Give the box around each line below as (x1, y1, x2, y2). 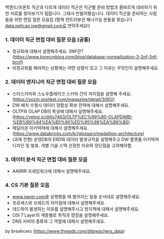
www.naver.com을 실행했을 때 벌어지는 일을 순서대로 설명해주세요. (12, 194, 141, 200)
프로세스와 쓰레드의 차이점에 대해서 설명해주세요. (12, 200, 106, 206)
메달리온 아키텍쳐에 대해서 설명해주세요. (12, 125, 89, 131)
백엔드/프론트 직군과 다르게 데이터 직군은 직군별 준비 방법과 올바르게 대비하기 (5, 4, 152, 10)
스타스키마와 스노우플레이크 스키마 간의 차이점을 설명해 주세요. (12, 91, 132, 97)
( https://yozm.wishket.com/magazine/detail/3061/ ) (12, 96, 115, 102)
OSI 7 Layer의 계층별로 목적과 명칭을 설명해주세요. (12, 212, 109, 218)
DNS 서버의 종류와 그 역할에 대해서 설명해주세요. (12, 218, 106, 224)
